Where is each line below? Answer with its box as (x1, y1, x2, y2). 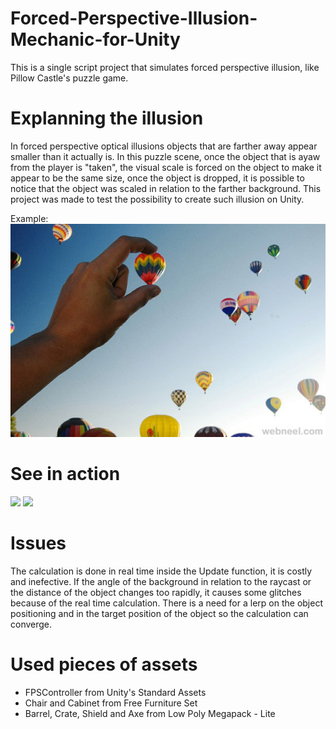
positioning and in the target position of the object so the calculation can (10, 607, 309, 619)
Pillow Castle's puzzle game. (10, 72, 129, 84)
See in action (10, 462, 121, 485)
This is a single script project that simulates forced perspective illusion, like (10, 61, 320, 73)
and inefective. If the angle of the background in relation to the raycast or (10, 575, 312, 587)
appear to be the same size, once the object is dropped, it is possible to (10, 172, 305, 184)
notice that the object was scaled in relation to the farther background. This (10, 182, 322, 194)
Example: (10, 212, 49, 224)
